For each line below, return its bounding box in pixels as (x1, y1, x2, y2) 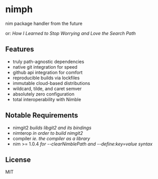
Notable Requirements (5, 111, 78, 120)
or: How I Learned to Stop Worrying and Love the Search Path (5, 30, 136, 36)
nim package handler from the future (5, 20, 83, 26)
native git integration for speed (12, 64, 77, 70)
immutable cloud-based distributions (12, 80, 90, 86)
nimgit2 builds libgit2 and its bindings (12, 125, 92, 131)
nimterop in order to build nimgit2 (12, 130, 83, 136)
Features (5, 45, 34, 54)
